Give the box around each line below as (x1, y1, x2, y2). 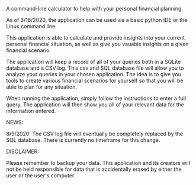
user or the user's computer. (6, 172, 76, 179)
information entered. (6, 108, 56, 114)
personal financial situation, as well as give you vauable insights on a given (6, 41, 189, 47)
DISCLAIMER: (6, 148, 40, 155)
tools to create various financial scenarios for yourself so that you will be (6, 77, 184, 84)
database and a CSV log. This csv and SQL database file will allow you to (6, 64, 184, 72)
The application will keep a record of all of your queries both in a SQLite (6, 59, 181, 65)
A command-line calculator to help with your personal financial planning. (6, 5, 184, 12)
